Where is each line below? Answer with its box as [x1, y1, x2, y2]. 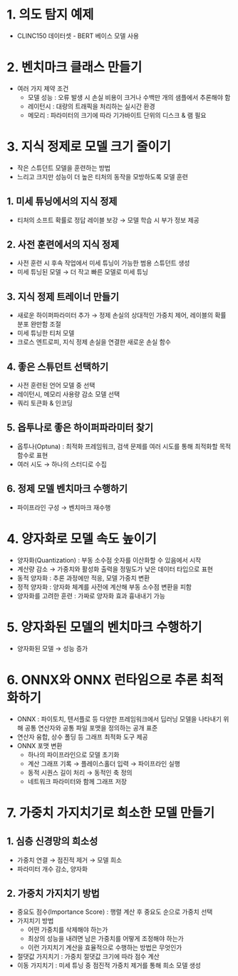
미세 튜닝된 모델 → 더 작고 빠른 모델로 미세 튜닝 [16, 268, 149, 276]
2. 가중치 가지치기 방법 [6, 887, 100, 900]
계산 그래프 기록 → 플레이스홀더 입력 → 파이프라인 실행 [27, 759, 181, 768]
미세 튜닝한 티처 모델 [16, 329, 75, 338]
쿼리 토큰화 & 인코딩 [16, 399, 73, 408]
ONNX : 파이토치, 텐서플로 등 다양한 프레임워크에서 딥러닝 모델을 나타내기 [16, 715, 222, 723]
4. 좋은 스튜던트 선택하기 [6, 361, 108, 373]
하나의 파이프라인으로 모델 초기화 [27, 750, 120, 759]
